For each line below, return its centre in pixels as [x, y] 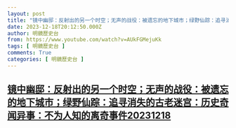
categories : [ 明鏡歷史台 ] [46, 59]
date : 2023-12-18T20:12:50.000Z [54, 27]
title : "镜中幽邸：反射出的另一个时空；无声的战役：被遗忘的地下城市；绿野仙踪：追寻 [117, 20]
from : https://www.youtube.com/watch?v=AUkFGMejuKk [84, 40]
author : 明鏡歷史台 [33, 33]
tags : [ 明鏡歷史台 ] [36, 46]
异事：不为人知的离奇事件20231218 [94, 116]
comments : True [29, 53]
